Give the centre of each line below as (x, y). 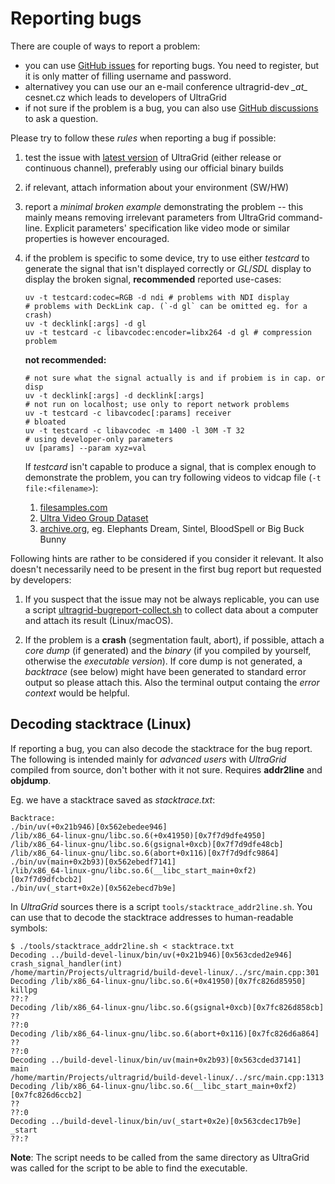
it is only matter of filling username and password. (128, 76)
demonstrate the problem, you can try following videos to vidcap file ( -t (173, 477)
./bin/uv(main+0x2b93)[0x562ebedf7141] (93, 862)
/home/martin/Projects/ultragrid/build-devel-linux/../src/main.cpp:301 (165, 972)
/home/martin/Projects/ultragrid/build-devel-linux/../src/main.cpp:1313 (167, 1077)
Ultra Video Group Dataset (94, 518)
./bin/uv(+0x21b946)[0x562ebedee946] (89, 827)
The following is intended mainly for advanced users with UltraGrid (148, 759)
